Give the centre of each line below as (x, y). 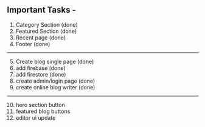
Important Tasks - (42, 10)
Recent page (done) (41, 37)
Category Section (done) (47, 24)
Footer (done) (33, 44)
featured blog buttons (43, 111)
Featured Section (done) (46, 31)
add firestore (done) (41, 74)
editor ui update (36, 117)
